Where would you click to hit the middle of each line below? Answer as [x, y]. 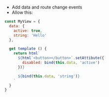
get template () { [28, 49]
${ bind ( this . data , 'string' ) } [49, 76]
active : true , [28, 31]
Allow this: [22, 12]
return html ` [27, 53]
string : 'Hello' [30, 35]
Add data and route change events [47, 7]
